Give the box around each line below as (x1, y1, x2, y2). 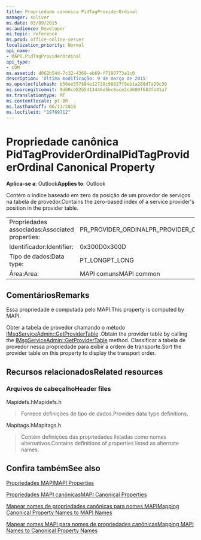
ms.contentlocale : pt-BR (6, 98, 68, 104)
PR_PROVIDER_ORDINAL (80, 225, 150, 234)
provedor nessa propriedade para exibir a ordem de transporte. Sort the (6, 343, 182, 351)
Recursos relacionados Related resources (6, 367, 163, 377)
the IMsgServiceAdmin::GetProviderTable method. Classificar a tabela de (6, 337, 186, 344)
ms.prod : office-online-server (6, 37, 84, 43)
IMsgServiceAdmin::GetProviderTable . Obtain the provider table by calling (6, 330, 188, 337)
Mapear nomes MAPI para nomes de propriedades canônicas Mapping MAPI (6, 520, 194, 527)
